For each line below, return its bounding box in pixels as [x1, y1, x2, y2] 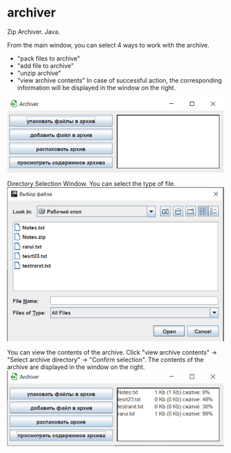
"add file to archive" [16, 61, 74, 70]
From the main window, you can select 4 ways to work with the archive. [7, 41, 210, 49]
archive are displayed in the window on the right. [7, 363, 146, 371]
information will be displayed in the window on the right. [16, 83, 176, 92]
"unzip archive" [16, 69, 62, 77]
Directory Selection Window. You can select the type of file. [7, 180, 176, 188]
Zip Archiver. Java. [7, 28, 60, 36]
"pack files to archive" [16, 54, 80, 63]
